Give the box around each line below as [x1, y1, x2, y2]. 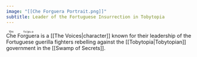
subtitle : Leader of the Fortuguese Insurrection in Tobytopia [6, 14, 165, 20]
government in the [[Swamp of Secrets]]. [6, 44, 106, 51]
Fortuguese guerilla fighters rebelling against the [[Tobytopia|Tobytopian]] [6, 38, 186, 45]
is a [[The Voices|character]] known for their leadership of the [40, 32, 192, 39]
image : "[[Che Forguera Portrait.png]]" [6, 8, 107, 15]
